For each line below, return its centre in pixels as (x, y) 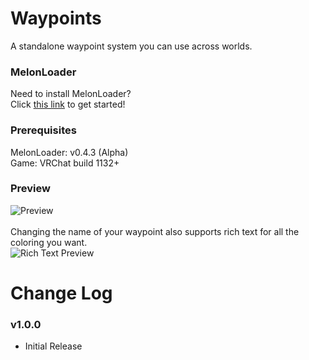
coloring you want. (49, 242)
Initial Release (53, 346)
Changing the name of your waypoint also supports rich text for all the (155, 231)
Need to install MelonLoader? (71, 94)
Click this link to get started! (68, 104)
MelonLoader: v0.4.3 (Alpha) (69, 152)
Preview (30, 189)
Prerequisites (43, 130)
